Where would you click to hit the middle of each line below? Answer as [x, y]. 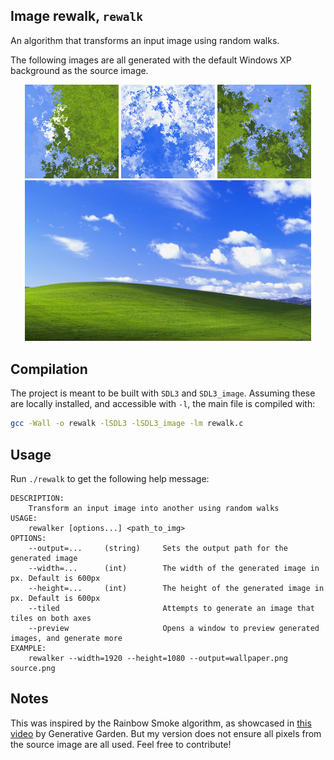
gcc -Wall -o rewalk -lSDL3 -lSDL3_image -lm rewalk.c [127, 424]
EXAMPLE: [28, 648]
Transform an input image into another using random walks [154, 508]
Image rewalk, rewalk [76, 16]
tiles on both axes [51, 618]
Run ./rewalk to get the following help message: [110, 478]
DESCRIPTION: [37, 498]
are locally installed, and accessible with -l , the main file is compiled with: [163, 404]
